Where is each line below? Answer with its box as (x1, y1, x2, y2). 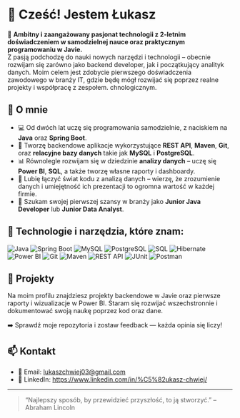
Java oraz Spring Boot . (17, 133, 87, 142)
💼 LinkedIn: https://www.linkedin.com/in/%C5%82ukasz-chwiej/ (17, 375, 208, 384)
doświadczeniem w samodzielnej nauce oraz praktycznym (7, 37, 186, 46)
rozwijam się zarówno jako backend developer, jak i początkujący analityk (7, 60, 225, 68)
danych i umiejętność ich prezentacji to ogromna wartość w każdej (17, 182, 215, 190)
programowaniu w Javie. (7, 45, 83, 53)
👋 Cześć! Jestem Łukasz (7, 6, 156, 23)
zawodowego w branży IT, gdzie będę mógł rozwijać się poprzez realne (7, 75, 219, 84)
